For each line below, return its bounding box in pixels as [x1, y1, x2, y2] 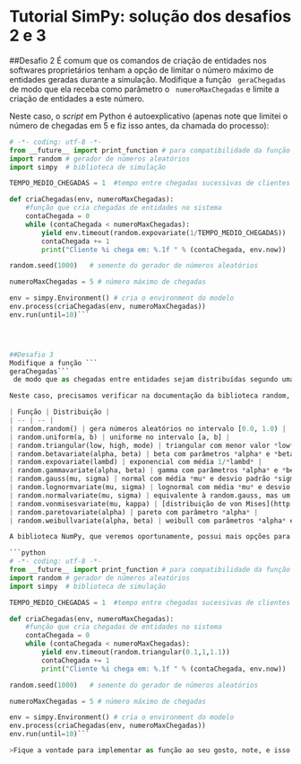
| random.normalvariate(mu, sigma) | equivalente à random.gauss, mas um [9, 491, 291, 500]
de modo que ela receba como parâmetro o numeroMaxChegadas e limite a [9, 83, 279, 94]
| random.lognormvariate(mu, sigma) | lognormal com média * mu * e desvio [9, 483, 291, 492]
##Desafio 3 [9, 350, 54, 359]
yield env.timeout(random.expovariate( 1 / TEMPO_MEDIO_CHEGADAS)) [41, 228, 287, 237]
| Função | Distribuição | [9, 408, 110, 417]
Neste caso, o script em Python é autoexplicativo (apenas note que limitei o [9, 110, 288, 121]
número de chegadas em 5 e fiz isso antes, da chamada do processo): [9, 119, 270, 131]
